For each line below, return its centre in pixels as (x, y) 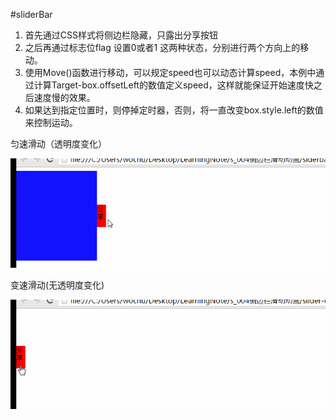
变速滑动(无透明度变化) (57, 285)
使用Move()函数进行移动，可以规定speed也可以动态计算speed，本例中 (170, 72)
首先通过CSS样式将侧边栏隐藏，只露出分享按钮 (121, 35)
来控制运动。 (51, 122)
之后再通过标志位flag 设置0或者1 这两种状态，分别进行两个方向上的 (162, 47)
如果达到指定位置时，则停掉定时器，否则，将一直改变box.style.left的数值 (174, 110)
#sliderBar (31, 14)
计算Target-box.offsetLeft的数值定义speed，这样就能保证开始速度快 (173, 85)
